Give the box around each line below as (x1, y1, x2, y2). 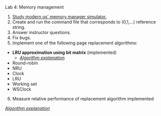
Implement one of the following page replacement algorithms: (12, 40, 138, 46)
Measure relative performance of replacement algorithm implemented (12, 96, 154, 102)
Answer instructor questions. (12, 30, 71, 35)
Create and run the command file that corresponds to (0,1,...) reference (12, 19, 156, 25)
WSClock (12, 86, 32, 92)
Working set (12, 81, 37, 87)
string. (12, 24, 26, 30)
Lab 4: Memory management (5, 4, 64, 10)
